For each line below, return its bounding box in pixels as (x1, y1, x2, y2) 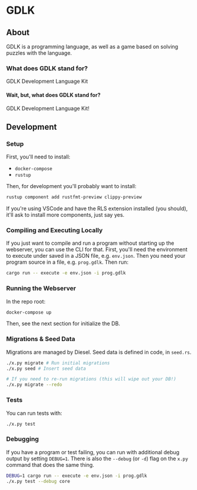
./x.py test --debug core (6, 478, 70, 484)
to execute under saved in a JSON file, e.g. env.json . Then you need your (6, 252, 186, 260)
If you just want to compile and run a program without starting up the (6, 239, 174, 247)
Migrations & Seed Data (6, 335, 75, 343)
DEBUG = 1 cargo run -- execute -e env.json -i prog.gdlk (6, 473, 147, 479)
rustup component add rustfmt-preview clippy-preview (6, 194, 142, 200)
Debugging (6, 435, 39, 444)
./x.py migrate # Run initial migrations (6, 360, 110, 366)
